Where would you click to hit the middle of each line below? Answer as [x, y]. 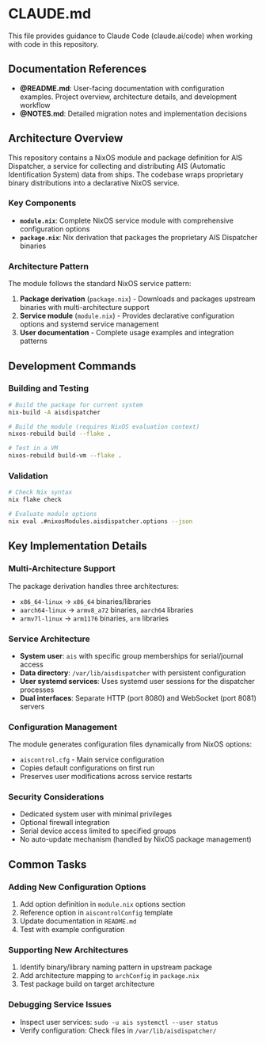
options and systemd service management [89, 324]
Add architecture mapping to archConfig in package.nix [109, 976]
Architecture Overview [66, 138]
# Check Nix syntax [40, 492]
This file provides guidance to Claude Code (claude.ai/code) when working [131, 36]
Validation [28, 476]
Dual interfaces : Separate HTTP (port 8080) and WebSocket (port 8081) [138, 697]
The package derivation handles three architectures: [94, 586]
